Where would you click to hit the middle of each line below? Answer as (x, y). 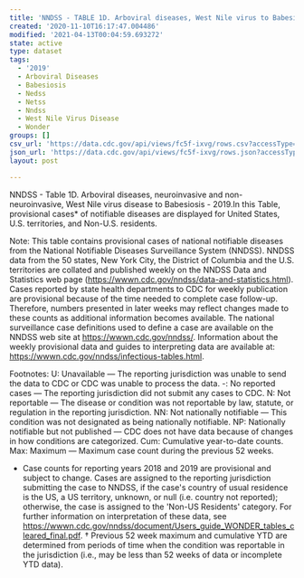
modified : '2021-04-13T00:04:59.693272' (87, 34)
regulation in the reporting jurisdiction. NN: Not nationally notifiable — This (148, 412)
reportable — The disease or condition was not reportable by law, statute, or (152, 403)
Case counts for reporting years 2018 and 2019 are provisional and (147, 468)
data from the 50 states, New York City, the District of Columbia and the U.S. (152, 260)
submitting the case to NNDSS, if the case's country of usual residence (155, 487)
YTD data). (43, 564)
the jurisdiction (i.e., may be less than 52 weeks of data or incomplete (152, 554)
